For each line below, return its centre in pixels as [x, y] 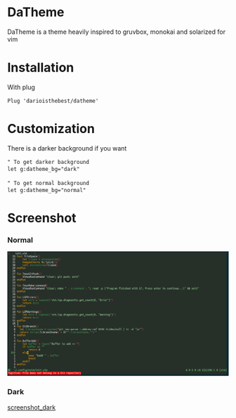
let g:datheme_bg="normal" [47, 190]
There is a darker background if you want [67, 148]
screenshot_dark [32, 407]
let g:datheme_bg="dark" [44, 169]
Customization [51, 129]
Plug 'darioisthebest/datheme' [53, 101]
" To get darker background [48, 162]
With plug [21, 87]
